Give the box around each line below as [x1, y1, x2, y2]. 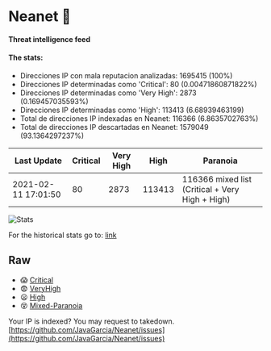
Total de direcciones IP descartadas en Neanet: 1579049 [19, 122, 209, 132]
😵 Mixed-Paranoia [19, 300, 83, 310]
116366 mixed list [181, 173, 252, 185]
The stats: [8, 52, 44, 63]
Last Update [15, 155, 63, 166]
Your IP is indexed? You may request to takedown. [8, 316, 175, 326]
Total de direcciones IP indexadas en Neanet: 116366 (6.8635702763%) [19, 113, 259, 123]
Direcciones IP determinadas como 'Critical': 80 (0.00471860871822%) [19, 79, 257, 89]
